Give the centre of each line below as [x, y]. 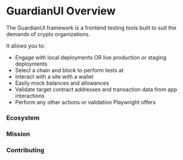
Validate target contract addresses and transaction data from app [96, 89]
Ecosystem [23, 117]
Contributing [25, 150]
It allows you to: [26, 46]
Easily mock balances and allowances [62, 83]
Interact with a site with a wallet [54, 76]
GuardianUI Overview [61, 11]
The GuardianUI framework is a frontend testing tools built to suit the [91, 28]
